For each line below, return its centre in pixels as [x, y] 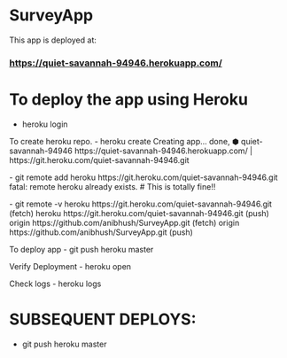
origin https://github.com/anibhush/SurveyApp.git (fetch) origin [124, 222]
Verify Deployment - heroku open [70, 266]
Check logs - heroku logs [55, 284]
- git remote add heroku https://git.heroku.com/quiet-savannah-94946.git [143, 177]
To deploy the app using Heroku [128, 100]
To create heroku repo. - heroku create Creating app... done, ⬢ [124, 141]
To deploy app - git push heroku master [81, 249]
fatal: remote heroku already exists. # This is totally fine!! [112, 186]
